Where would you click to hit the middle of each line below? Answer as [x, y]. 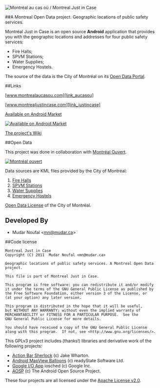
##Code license [21, 242]
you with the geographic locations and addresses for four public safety [76, 37]
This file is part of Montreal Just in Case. [52, 276]
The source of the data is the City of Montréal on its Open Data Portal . [75, 76]
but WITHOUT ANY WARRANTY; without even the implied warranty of [73, 310]
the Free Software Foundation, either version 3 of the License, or [76, 293]
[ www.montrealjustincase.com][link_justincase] [53, 105]
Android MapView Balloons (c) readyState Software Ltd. [68, 360]
